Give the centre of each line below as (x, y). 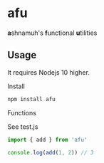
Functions (22, 112)
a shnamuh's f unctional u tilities (52, 33)
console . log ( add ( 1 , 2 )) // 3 (51, 152)
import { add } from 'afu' (47, 140)
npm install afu (31, 99)
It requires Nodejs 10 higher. (49, 72)
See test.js (23, 127)
